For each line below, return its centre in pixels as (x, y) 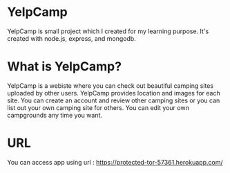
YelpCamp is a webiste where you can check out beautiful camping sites (111, 85)
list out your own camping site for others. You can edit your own (98, 107)
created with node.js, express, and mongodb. (71, 38)
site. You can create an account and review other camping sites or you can (114, 100)
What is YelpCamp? (65, 67)
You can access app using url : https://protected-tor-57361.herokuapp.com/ (115, 162)
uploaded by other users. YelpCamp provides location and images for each (114, 93)
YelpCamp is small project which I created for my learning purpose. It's (108, 31)
